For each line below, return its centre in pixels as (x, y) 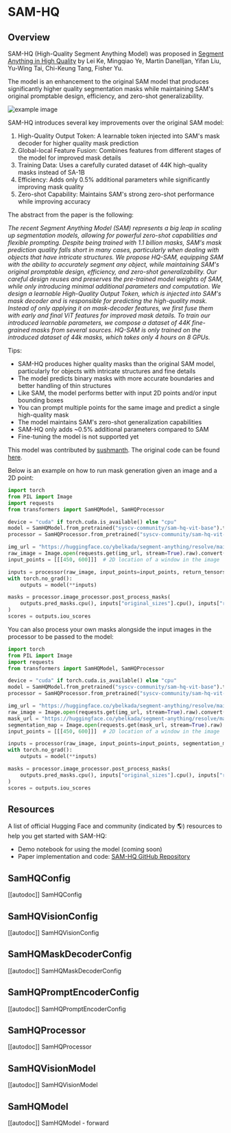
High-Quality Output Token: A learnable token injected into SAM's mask (119, 136)
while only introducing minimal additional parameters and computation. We (114, 286)
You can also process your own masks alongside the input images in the (110, 629)
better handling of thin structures (64, 386)
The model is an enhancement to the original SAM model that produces (109, 82)
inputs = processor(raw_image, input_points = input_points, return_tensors (117, 572)
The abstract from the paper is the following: (71, 215)
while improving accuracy (54, 202)
